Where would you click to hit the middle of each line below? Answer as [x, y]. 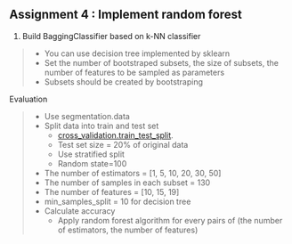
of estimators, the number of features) [128, 230]
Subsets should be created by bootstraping [123, 81]
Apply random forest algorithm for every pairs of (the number [170, 220]
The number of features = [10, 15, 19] [112, 191]
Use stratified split [91, 154]
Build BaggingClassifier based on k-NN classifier [111, 36]
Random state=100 [92, 163]
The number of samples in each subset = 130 [127, 183]
